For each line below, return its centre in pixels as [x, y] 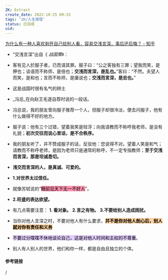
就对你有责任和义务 [32, 227]
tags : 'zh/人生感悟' [25, 19]
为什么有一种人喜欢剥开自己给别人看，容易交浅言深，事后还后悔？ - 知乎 [80, 44]
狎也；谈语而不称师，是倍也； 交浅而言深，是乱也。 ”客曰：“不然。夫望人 [86, 72]
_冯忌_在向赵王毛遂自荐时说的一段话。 [52, 99]
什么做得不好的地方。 [34, 116]
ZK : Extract [18, 10]
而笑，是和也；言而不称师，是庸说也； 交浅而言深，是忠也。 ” [74, 78]
